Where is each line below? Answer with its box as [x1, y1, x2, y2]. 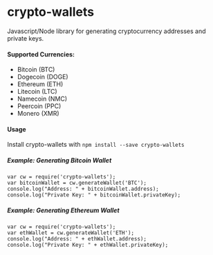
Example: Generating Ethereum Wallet [7, 206, 120, 214]
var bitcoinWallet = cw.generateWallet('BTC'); [7, 180, 147, 187]
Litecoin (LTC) [17, 88, 57, 96]
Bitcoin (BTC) [17, 65, 55, 74]
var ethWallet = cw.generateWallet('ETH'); [7, 229, 135, 236]
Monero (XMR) [17, 110, 60, 118]
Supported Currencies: [7, 50, 75, 59]
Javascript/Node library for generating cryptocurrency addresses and [7, 27, 206, 35]
